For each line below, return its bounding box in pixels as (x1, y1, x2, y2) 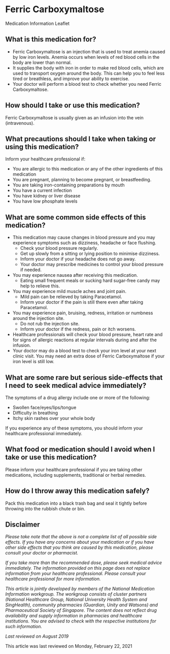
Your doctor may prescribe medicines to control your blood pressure (20, 261, 164, 268)
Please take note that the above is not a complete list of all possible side (5, 534, 157, 540)
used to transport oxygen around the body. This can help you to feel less (12, 70, 165, 76)
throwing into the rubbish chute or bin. (5, 505, 85, 511)
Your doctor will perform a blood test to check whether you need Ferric (12, 81, 161, 87)
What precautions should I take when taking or (5, 135, 156, 143)
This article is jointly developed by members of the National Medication (5, 585, 155, 592)
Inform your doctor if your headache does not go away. (20, 256, 136, 262)
